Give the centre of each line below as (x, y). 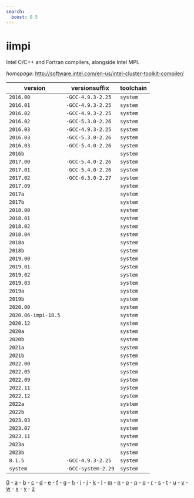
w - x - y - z (21, 489)
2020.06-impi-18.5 (35, 315)
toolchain (133, 88)
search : (16, 11)
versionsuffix (91, 88)
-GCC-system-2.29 (90, 469)
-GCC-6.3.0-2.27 (89, 178)
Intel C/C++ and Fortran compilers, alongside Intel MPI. (73, 62)
